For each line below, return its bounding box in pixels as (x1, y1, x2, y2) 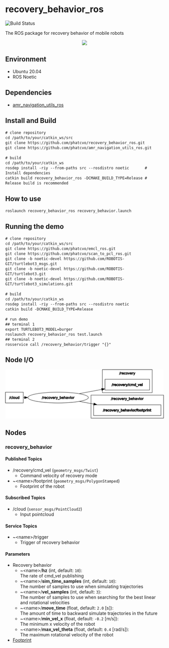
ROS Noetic (12, 74, 37, 80)
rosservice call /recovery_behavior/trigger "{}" (5, 342, 112, 347)
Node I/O (5, 356, 34, 364)
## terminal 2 (5, 337, 35, 342)
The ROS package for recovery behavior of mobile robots (5, 30, 124, 36)
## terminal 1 (5, 322, 35, 327)
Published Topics (5, 456, 42, 462)
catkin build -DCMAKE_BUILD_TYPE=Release (5, 307, 94, 312)
